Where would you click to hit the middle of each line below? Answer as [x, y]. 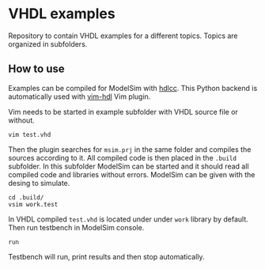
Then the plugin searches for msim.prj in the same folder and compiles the [130, 149]
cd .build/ [26, 197]
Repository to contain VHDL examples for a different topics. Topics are [123, 36]
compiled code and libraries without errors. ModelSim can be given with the [132, 174]
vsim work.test [33, 204]
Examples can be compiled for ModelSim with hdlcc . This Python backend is [133, 88]
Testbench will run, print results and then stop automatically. [106, 256]
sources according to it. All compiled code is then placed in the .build [123, 157]
